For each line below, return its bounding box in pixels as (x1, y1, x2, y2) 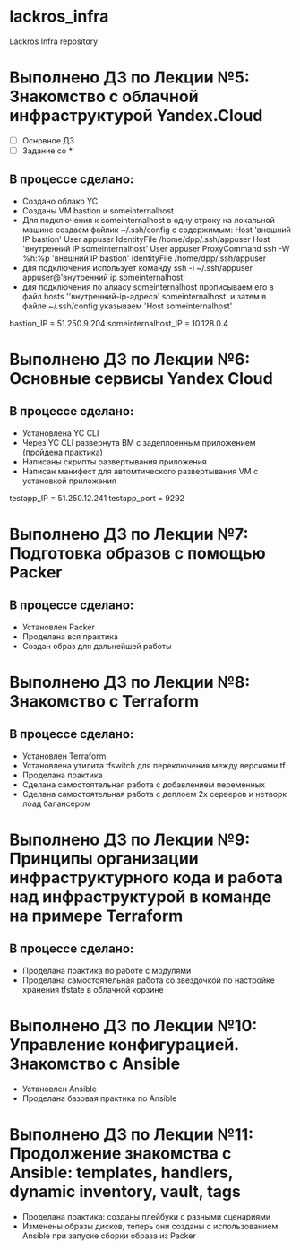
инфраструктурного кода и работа (9, 868, 284, 888)
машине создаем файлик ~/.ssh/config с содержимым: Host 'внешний (21, 224, 291, 235)
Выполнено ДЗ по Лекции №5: (9, 67, 251, 88)
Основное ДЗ (21, 135, 74, 145)
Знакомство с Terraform (9, 691, 200, 711)
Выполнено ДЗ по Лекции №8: (9, 673, 251, 692)
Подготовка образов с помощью (9, 543, 266, 563)
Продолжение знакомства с (9, 1143, 232, 1163)
